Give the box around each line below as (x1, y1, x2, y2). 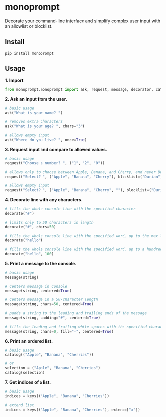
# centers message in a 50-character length (5, 297, 98, 302)
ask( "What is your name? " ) (5, 111, 63, 116)
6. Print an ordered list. (5, 338, 53, 344)
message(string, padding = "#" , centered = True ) (5, 315, 100, 320)
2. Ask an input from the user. (5, 96, 68, 102)
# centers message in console (5, 284, 68, 289)
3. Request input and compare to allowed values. (5, 146, 107, 152)
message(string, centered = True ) (5, 288, 72, 294)
